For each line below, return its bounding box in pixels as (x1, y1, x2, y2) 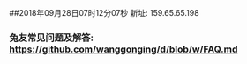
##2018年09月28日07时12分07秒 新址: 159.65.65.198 (9, 8, 200, 18)
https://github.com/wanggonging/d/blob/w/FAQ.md (9, 43, 238, 55)
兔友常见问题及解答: (9, 32, 94, 44)
